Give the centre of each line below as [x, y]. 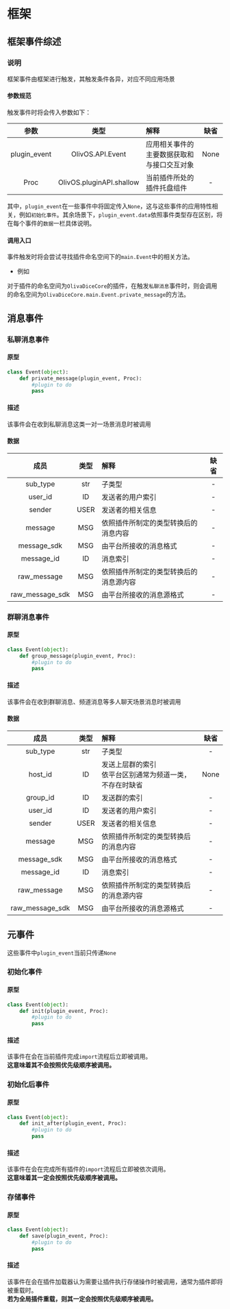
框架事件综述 [34, 41]
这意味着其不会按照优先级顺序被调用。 [61, 1065]
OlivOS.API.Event [99, 154]
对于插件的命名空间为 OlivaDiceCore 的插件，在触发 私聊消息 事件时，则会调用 [112, 286]
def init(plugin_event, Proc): [64, 1011]
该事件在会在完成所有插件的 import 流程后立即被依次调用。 [88, 1169]
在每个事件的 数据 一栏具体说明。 [51, 223]
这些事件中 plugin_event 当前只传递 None [62, 953]
